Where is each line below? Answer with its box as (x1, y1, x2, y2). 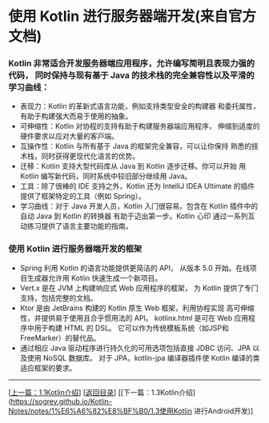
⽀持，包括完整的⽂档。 (19, 293, 98, 302)
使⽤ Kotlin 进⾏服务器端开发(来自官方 (8, 7, 256, 26)
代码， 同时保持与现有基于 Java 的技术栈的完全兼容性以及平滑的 (8, 70, 255, 81)
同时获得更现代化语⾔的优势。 (41, 151, 140, 161)
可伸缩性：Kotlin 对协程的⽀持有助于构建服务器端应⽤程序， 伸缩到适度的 (19, 122, 260, 131)
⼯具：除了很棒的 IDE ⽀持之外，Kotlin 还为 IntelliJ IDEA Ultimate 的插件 (19, 182, 255, 191)
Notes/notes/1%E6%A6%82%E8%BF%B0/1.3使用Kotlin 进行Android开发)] (8, 405, 254, 416)
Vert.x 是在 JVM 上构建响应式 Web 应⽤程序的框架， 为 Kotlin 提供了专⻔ (19, 283, 259, 293)
